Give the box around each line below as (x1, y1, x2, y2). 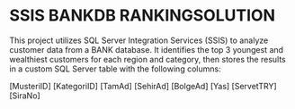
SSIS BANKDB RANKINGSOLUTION (9, 5, 276, 26)
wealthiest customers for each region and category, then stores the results (9, 54, 286, 64)
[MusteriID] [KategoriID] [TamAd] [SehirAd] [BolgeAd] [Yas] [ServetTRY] (9, 80, 277, 91)
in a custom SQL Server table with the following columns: (9, 63, 222, 74)
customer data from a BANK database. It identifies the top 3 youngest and (9, 44, 284, 54)
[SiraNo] (9, 90, 40, 101)
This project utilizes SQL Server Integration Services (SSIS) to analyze (9, 35, 269, 46)
